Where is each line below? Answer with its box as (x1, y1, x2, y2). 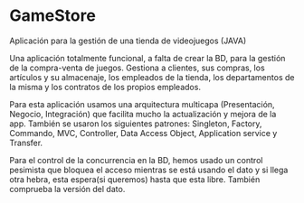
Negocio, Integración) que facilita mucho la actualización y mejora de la (9, 108, 277, 119)
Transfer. (9, 137, 43, 148)
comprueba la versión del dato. (9, 183, 126, 194)
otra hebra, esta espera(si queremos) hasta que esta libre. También (9, 173, 261, 185)
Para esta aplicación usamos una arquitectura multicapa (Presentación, (9, 98, 275, 109)
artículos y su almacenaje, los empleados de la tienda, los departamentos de (9, 71, 295, 82)
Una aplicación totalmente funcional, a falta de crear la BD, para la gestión (9, 52, 286, 63)
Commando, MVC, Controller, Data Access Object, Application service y (9, 127, 278, 138)
